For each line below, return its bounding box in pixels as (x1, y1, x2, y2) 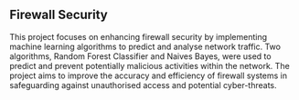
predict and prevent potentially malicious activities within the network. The (9, 60, 290, 71)
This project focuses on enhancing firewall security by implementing (9, 31, 268, 42)
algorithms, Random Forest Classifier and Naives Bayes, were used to (9, 50, 272, 62)
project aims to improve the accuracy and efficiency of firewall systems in (9, 70, 288, 81)
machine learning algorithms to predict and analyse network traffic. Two (9, 41, 282, 52)
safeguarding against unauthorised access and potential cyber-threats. (9, 79, 277, 90)
